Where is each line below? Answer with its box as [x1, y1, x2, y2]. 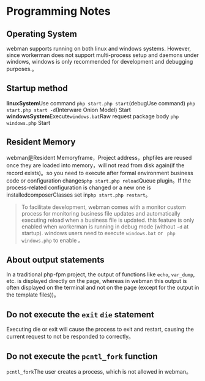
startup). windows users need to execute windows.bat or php [21, 229, 176, 236]
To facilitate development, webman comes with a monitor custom [21, 203, 186, 211]
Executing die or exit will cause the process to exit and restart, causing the [6, 326, 195, 333]
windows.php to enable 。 [21, 236, 84, 244]
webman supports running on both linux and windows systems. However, [6, 45, 192, 52]
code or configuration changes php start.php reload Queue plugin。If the [6, 176, 192, 184]
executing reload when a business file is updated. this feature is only [21, 216, 195, 224]
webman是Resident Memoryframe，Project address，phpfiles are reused [6, 154, 192, 161]
